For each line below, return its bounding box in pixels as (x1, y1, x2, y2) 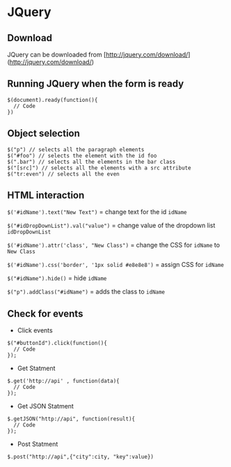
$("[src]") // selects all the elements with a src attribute (7, 164, 191, 171)
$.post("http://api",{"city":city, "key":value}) (7, 454, 154, 461)
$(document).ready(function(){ (7, 96, 98, 103)
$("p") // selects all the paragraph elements (7, 146, 145, 153)
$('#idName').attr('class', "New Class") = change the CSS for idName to (7, 241, 221, 250)
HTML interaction (7, 190, 85, 201)
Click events (17, 326, 54, 335)
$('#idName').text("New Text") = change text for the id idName (7, 208, 187, 216)
